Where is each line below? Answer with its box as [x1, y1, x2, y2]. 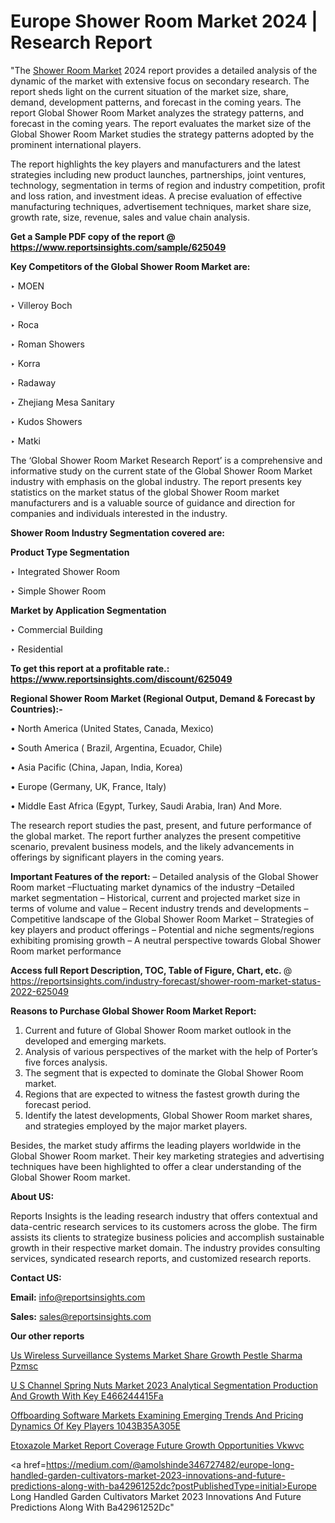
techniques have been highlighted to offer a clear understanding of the [10, 1160, 302, 1172]
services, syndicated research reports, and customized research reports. [10, 1252, 312, 1264]
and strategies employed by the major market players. [24, 1120, 248, 1132]
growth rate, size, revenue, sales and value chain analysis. [10, 211, 250, 223]
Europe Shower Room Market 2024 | [10, 10, 318, 33]
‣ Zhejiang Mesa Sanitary [10, 396, 115, 408]
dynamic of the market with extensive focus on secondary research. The [10, 75, 310, 87]
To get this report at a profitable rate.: [10, 662, 170, 674]
